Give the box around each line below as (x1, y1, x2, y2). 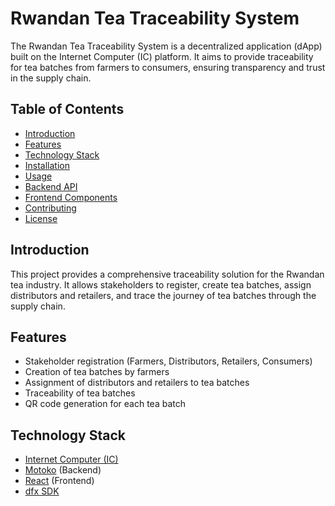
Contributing (24, 202, 77, 214)
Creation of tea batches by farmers (24, 366, 170, 378)
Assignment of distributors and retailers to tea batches (24, 377, 250, 389)
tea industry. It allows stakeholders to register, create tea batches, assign (10, 278, 312, 291)
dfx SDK (24, 485, 60, 497)
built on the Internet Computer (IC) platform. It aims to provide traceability (10, 50, 314, 62)
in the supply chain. (10, 72, 92, 84)
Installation (24, 159, 71, 171)
